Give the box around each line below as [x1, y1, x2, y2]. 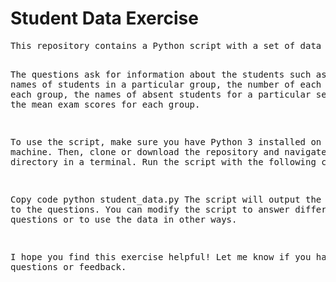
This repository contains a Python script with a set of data [10, 40, 322, 51]
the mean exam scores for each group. [10, 98, 201, 110]
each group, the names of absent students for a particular [10, 88, 312, 100]
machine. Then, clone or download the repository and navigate [10, 146, 327, 157]
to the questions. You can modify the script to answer [10, 203, 290, 215]
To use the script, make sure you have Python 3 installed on [10, 136, 322, 147]
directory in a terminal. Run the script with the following [10, 156, 317, 167]
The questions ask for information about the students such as [10, 68, 327, 80]
